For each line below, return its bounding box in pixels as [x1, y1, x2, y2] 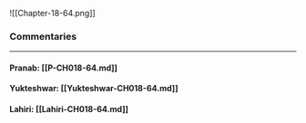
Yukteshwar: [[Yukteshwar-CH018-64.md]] [9, 83, 178, 94]
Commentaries [9, 30, 77, 43]
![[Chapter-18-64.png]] [9, 8, 96, 18]
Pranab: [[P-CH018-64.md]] [9, 62, 118, 73]
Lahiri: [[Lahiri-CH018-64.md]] [9, 104, 129, 115]
